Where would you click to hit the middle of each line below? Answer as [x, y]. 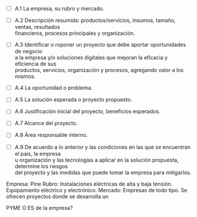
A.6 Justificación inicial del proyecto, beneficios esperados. [88, 111]
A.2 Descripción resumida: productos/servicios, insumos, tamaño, [95, 21]
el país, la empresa [38, 153]
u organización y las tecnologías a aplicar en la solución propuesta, [96, 160]
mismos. [25, 77]
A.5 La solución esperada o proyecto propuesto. [73, 100]
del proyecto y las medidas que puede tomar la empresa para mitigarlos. [103, 172]
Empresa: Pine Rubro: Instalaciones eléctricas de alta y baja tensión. [89, 184]
